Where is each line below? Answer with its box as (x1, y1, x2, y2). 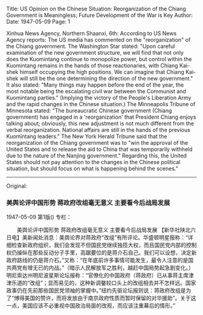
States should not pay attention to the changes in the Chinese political (6, 159, 181, 165)
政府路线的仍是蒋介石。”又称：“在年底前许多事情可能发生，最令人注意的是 (6, 257, 188, 264)
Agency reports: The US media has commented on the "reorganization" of (6, 36, 191, 43)
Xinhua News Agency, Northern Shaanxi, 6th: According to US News (6, 30, 177, 37)
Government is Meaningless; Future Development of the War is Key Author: (6, 12, 193, 19)
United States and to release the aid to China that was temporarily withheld (6, 145, 193, 153)
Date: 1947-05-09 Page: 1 (6, 18, 71, 25)
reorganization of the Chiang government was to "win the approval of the (6, 139, 188, 146)
